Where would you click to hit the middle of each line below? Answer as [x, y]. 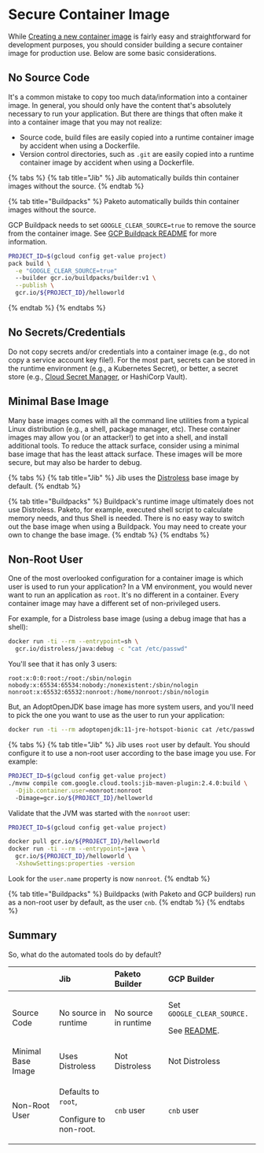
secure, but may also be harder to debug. [75, 462]
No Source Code [49, 78]
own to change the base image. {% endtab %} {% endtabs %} [109, 534]
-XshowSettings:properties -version [75, 864]
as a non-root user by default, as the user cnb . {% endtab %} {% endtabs [126, 902]
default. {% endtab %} [44, 485]
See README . [194, 1030]
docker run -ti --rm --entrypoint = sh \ [73, 642]
